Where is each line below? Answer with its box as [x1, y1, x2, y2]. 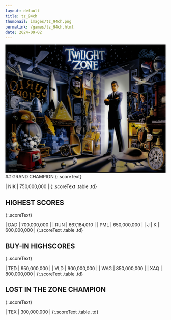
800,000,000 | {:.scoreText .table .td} [5, 271, 83, 277]
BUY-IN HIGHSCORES [5, 242, 75, 251]
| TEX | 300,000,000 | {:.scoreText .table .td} [5, 309, 99, 315]
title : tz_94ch [5, 13, 38, 19]
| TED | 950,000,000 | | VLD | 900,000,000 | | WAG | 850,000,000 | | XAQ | [5, 265, 162, 271]
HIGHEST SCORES [5, 198, 65, 207]
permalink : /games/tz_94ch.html [5, 24, 74, 30]
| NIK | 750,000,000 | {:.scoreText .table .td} [5, 183, 97, 190]
